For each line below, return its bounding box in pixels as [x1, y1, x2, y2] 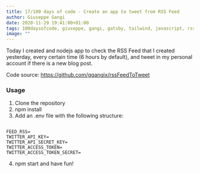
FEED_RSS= [6, 129, 31, 135]
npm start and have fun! [14, 160, 74, 167]
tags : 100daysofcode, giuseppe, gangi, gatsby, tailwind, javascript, [6, 25, 185, 32]
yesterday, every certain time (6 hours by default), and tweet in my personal [6, 54, 192, 61]
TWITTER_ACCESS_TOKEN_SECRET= [6, 150, 82, 156]
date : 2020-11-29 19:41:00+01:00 [6, 20, 89, 26]
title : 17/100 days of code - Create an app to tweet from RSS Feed [6, 8, 180, 15]
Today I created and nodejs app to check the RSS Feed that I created [6, 47, 175, 54]
